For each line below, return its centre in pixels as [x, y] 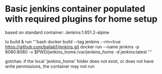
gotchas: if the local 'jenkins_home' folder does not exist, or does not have [80, 61]
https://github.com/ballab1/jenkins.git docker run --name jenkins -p [72, 47]
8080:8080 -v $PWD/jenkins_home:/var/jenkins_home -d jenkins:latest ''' [78, 52]
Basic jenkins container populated [75, 9]
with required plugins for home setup [81, 19]
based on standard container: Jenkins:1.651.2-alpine [57, 32]
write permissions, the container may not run [50, 66]
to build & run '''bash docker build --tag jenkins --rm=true [63, 41]
